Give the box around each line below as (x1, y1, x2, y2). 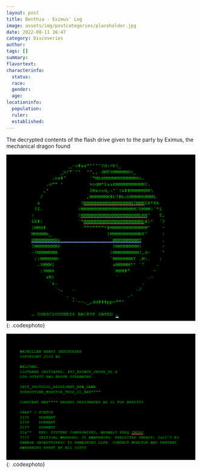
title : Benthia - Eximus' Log (6, 16, 83, 22)
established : (11, 118, 45, 124)
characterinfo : (6, 67, 45, 73)
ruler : (11, 112, 28, 118)
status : (11, 73, 31, 80)
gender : (11, 87, 31, 93)
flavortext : (6, 61, 36, 67)
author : (6, 42, 26, 48)
